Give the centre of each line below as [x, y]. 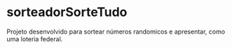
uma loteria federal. [35, 38]
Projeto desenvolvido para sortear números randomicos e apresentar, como [116, 31]
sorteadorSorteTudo [67, 12]
